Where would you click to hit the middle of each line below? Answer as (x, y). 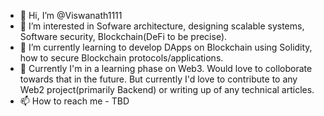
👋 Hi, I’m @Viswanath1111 (71, 15)
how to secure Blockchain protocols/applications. (121, 58)
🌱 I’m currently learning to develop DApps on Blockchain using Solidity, (166, 47)
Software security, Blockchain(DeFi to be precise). (123, 36)
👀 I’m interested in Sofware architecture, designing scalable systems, (162, 26)
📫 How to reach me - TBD (74, 101)
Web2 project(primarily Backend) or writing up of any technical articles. (167, 89)
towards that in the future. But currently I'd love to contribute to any (158, 79)
